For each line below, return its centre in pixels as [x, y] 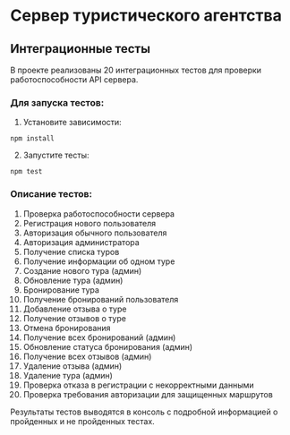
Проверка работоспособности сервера [99, 213]
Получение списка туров [71, 252]
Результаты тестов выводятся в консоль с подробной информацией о [144, 412]
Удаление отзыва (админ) [72, 366]
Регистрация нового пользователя [90, 223]
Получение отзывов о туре [74, 318]
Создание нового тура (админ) [82, 270]
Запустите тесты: [56, 155]
